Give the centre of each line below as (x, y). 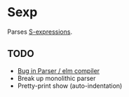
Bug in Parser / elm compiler (59, 70)
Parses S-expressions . (40, 32)
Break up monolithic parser (56, 78)
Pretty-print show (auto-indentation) (70, 86)
